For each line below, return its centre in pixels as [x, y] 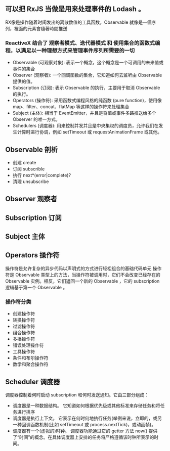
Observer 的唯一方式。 [36, 119]
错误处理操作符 [28, 345]
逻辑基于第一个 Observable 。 [36, 287]
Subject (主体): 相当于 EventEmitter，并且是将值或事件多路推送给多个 [84, 113]
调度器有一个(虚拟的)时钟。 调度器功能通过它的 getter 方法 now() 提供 [85, 431]
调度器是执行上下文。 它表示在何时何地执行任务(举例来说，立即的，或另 [87, 418]
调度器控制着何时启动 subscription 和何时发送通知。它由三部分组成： [77, 395]
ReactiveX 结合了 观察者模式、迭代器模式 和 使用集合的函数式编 [83, 43]
